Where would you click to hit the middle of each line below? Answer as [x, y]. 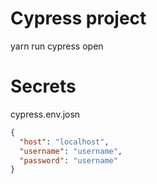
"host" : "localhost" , [64, 142]
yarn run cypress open [57, 46]
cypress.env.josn [45, 114]
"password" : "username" [68, 160]
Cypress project [78, 18]
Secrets [43, 86]
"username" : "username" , [71, 151]
